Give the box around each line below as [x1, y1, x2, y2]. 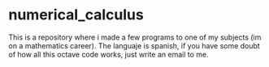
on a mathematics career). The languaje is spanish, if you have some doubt [8, 40, 260, 50]
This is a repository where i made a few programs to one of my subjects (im [8, 32, 262, 42]
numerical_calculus [8, 6, 144, 24]
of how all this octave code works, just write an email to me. [8, 49, 209, 59]
